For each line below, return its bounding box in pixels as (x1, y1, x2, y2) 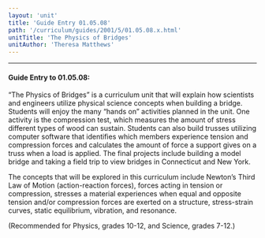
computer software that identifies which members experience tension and (8, 132, 248, 142)
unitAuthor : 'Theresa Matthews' (8, 41, 114, 49)
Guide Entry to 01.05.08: (8, 73, 91, 82)
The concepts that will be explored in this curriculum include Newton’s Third (8, 173, 256, 182)
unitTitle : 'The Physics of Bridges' (8, 33, 132, 42)
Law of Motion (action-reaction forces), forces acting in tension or (8, 180, 223, 190)
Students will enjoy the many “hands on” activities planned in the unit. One (8, 107, 250, 117)
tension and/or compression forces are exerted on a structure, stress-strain (8, 198, 254, 207)
